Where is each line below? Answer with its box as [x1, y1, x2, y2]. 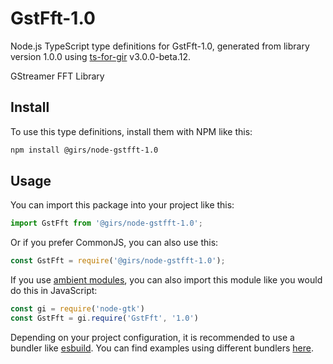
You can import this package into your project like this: [10, 199, 235, 211]
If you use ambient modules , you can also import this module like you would [10, 274, 323, 286]
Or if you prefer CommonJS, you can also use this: [10, 237, 219, 249]
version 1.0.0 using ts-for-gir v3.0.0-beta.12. [10, 50, 191, 62]
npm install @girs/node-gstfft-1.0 [10, 145, 159, 155]
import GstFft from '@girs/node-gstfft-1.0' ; [10, 218, 203, 229]
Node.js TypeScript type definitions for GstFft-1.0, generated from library [10, 40, 310, 52]
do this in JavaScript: [10, 285, 98, 297]
